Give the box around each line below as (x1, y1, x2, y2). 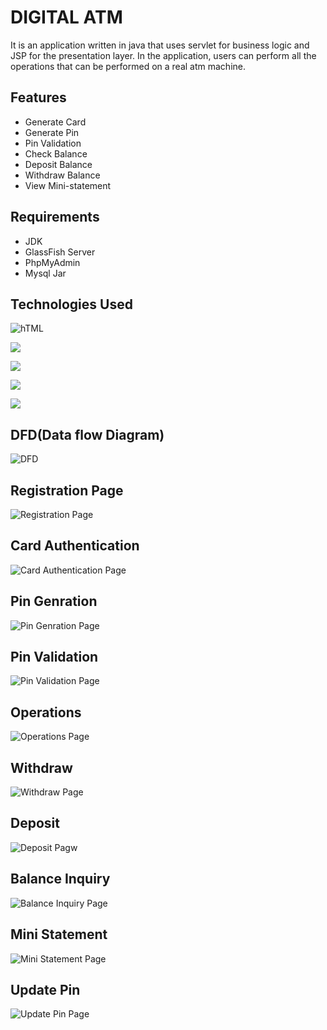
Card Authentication (10, 537, 140, 555)
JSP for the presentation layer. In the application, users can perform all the (10, 49, 317, 61)
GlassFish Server (24, 246, 96, 258)
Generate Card (24, 116, 87, 128)
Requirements (10, 209, 100, 226)
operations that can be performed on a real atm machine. (10, 60, 246, 72)
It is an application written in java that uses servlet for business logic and (10, 39, 310, 51)
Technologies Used (10, 296, 133, 313)
